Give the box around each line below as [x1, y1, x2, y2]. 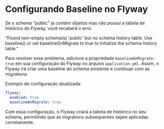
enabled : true [9, 95, 39, 100]
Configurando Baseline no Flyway [5, 3, 148, 15]
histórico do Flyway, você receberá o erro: [5, 25, 92, 31]
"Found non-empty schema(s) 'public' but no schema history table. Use [5, 35, 153, 41]
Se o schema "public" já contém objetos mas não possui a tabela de [5, 20, 145, 26]
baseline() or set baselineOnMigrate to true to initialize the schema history [5, 40, 157, 46]
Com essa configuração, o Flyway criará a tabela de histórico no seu [5, 109, 147, 115]
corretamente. [5, 119, 34, 125]
